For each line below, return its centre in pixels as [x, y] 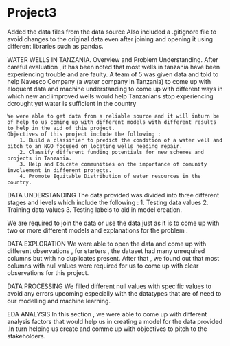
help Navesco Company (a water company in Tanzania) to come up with [109, 81]
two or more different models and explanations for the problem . [98, 230]
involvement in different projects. [59, 170]
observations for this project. [48, 272]
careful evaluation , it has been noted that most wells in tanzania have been [114, 67]
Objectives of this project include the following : [84, 134]
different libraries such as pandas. [56, 46]
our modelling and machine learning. [59, 301]
